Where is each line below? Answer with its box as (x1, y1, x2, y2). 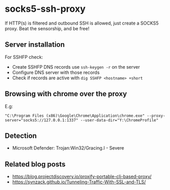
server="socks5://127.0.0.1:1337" (5, 117, 79, 123)
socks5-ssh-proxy (5, 3, 86, 15)
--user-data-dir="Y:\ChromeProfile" (80, 117, 159, 123)
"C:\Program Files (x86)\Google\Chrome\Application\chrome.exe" (5, 113, 145, 118)
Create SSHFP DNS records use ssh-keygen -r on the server (12, 64, 140, 70)
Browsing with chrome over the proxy (5, 90, 128, 98)
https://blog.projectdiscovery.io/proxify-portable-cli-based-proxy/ (12, 174, 152, 180)
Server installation (5, 40, 65, 49)
